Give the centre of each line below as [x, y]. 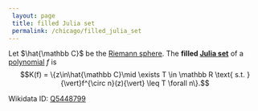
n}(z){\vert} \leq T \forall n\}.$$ [159, 83]
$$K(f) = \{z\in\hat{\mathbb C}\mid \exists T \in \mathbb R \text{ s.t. [132, 75]
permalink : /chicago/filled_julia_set [77, 31]
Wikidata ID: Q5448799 [47, 99]
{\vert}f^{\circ [83, 83]
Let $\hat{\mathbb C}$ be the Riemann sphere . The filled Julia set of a [126, 54]
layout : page [34, 16]
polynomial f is [33, 62]
